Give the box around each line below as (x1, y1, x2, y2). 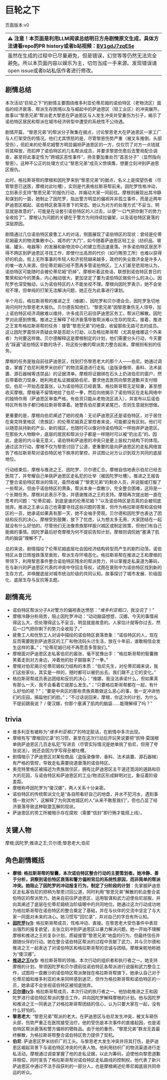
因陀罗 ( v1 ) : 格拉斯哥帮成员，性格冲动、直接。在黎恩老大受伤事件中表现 (12, 920, 158, 926)
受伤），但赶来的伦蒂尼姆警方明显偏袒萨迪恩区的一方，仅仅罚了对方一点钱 (5, 141, 156, 147)
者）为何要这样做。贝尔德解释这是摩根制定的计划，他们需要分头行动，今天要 (5, 335, 162, 341)
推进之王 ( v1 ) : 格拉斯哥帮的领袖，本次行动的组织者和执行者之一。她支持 (12, 957, 158, 963)
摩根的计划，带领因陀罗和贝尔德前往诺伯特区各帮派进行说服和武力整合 (12, 963, 157, 969)
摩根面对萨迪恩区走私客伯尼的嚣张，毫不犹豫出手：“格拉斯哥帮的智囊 (12, 651, 154, 657)
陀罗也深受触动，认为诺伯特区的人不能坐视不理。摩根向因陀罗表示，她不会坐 (5, 281, 162, 287)
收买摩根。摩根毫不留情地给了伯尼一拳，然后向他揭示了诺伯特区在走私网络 (5, 389, 158, 395)
